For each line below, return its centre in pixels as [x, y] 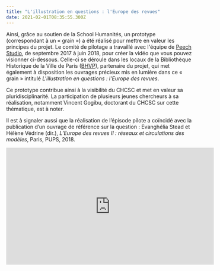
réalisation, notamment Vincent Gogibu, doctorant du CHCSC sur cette [93, 102]
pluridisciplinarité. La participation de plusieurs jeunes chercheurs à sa [93, 96]
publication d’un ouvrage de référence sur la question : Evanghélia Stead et [98, 127]
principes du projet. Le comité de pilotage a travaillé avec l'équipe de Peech [99, 47]
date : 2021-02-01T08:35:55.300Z [46, 17]
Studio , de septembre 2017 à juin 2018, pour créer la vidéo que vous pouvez [99, 53]
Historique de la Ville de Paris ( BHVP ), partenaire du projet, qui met [88, 65]
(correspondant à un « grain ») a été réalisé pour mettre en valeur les [90, 40]
